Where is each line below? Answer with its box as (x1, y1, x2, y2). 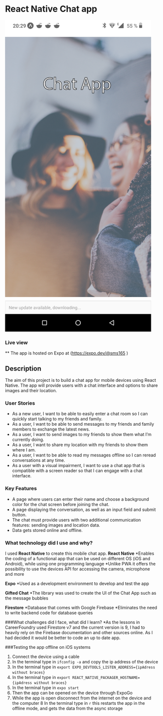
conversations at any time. (12, 457, 66, 463)
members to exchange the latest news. (12, 426, 90, 432)
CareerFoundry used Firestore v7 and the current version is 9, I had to (5, 624, 145, 630)
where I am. (12, 447, 36, 453)
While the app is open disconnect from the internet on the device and (12, 695, 152, 701)
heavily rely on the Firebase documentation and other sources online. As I (5, 629, 153, 635)
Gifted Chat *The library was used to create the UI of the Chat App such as (5, 590, 157, 596)
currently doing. (12, 437, 45, 443)
